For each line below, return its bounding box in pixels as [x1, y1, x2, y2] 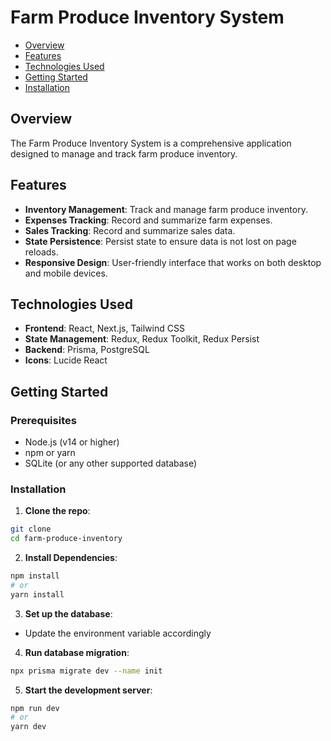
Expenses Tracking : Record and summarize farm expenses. [24, 214, 273, 226]
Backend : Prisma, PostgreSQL [24, 344, 150, 356]
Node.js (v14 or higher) [24, 436, 120, 448]
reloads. [24, 246, 59, 258]
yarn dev [10, 722, 47, 732]
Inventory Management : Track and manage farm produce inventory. [24, 203, 308, 215]
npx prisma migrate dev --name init [10, 666, 163, 676]
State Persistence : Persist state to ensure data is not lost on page [24, 235, 297, 247]
